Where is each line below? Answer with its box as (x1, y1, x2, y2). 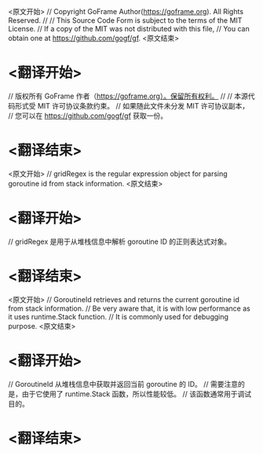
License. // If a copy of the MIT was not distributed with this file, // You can (8, 24, 250, 33)
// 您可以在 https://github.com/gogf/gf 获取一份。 (8, 111, 168, 120)
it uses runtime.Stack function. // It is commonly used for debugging (8, 311, 229, 321)
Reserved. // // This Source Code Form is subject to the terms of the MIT (8, 16, 243, 25)
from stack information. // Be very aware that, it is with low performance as (8, 304, 251, 313)
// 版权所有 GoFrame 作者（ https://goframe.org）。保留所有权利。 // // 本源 (8, 91, 249, 101)
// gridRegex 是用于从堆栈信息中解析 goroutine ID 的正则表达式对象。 (8, 237, 232, 246)
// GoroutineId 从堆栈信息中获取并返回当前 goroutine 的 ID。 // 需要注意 (8, 379, 238, 389)
